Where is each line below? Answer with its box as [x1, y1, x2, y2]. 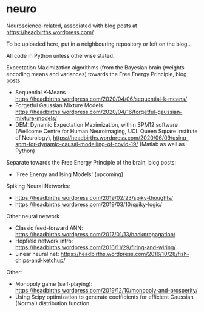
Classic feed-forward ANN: [15, 224, 83, 232]
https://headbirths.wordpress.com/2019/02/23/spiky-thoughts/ [15, 194, 174, 201]
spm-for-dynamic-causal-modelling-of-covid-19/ [15, 140, 138, 147]
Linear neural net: [15, 250, 59, 257]
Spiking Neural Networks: [6, 182, 70, 190]
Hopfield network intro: [15, 237, 73, 244]
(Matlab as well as [139, 140, 185, 147]
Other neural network [6, 212, 60, 219]
